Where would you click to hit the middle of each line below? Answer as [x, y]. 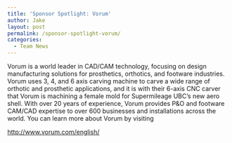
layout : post [26, 27]
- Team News [31, 46]
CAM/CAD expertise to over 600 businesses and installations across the [112, 111]
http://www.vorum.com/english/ [53, 132]
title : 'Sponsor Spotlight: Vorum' [59, 14]
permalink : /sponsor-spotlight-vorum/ [64, 33]
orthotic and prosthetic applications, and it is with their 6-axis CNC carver [114, 89]
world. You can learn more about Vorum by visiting [80, 118]
